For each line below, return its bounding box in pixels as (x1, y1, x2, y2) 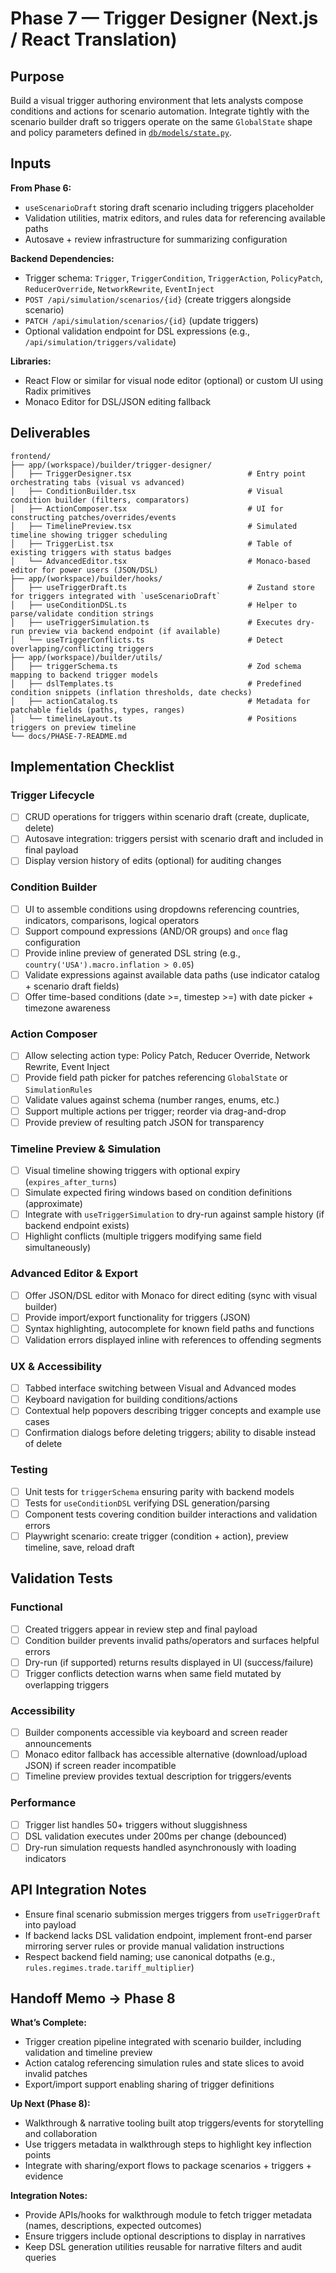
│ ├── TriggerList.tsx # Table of (10, 538, 293, 549)
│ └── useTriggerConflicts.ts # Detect (10, 635, 284, 645)
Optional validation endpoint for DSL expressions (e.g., (24, 325, 251, 337)
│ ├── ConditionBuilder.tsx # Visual (10, 486, 284, 496)
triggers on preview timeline (10, 722, 137, 732)
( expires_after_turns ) (24, 1176, 118, 1188)
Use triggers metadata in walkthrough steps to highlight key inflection (24, 2138, 312, 2151)
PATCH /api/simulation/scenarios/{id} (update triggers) (24, 314, 259, 326)
